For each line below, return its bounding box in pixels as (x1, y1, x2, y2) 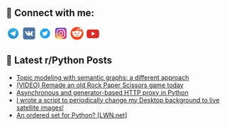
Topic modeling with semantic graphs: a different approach (16, 73, 189, 81)
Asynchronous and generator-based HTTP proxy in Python (16, 88, 189, 96)
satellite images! (16, 103, 65, 112)
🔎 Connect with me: (6, 7, 94, 19)
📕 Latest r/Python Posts (6, 55, 113, 67)
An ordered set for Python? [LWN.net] (16, 110, 128, 119)
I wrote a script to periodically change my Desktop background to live (16, 96, 220, 104)
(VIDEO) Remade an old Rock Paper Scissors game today (16, 81, 184, 89)
